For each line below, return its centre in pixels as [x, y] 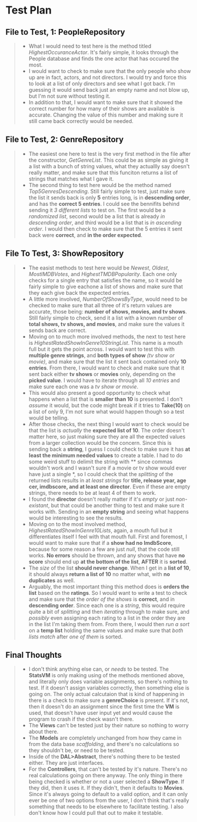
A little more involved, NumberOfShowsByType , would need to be [108, 299]
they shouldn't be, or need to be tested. [76, 750]
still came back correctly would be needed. [81, 121]
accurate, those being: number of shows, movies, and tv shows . [108, 311]
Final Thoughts [34, 655]
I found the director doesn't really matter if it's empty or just [101, 499]
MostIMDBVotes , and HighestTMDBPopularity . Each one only [103, 274]
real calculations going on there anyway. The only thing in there [106, 776]
